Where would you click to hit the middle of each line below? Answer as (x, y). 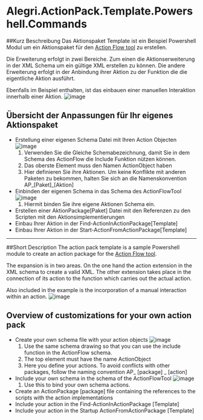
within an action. (27, 296)
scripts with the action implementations (64, 398)
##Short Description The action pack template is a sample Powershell (93, 247)
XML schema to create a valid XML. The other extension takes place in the (99, 272)
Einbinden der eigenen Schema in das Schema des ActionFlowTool (98, 191)
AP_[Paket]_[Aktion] (49, 185)
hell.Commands (47, 24)
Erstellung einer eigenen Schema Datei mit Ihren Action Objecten (96, 139)
